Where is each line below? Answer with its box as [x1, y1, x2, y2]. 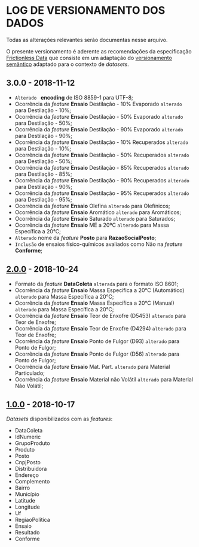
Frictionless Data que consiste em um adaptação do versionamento [6, 54, 172, 61]
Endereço [14, 471, 39, 479]
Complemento [14, 478, 50, 485]
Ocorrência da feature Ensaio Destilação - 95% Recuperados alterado [14, 190, 189, 197]
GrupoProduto [14, 440, 50, 447]
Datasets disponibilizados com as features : [6, 415, 113, 423]
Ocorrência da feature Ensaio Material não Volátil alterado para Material [14, 375, 193, 383]
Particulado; [14, 369, 45, 377]
